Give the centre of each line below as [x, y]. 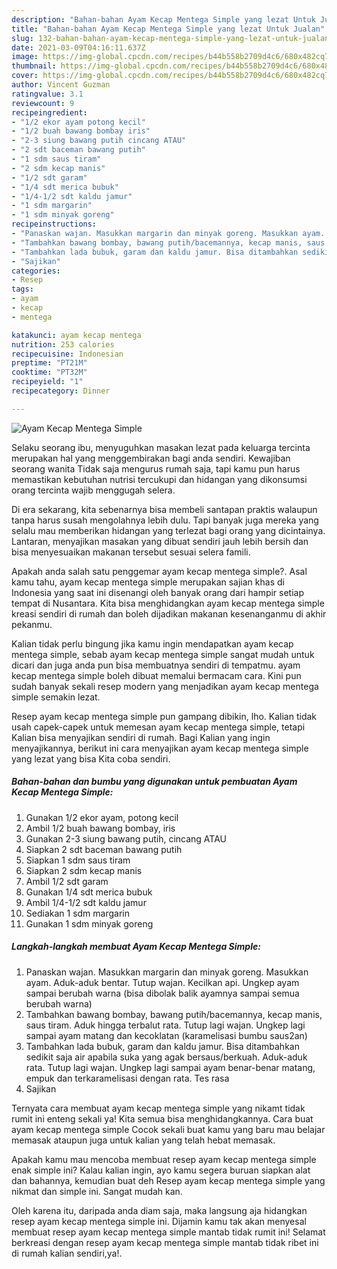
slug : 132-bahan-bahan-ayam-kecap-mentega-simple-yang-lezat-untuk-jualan [170, 38]
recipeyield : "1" [47, 382]
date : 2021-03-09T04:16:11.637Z [78, 47]
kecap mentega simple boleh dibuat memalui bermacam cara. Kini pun [156, 675]
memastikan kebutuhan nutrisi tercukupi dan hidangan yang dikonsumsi [159, 479]
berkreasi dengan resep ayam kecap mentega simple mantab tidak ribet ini [165, 1242]
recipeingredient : [49, 112]
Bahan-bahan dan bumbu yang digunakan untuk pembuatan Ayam [154, 782]
